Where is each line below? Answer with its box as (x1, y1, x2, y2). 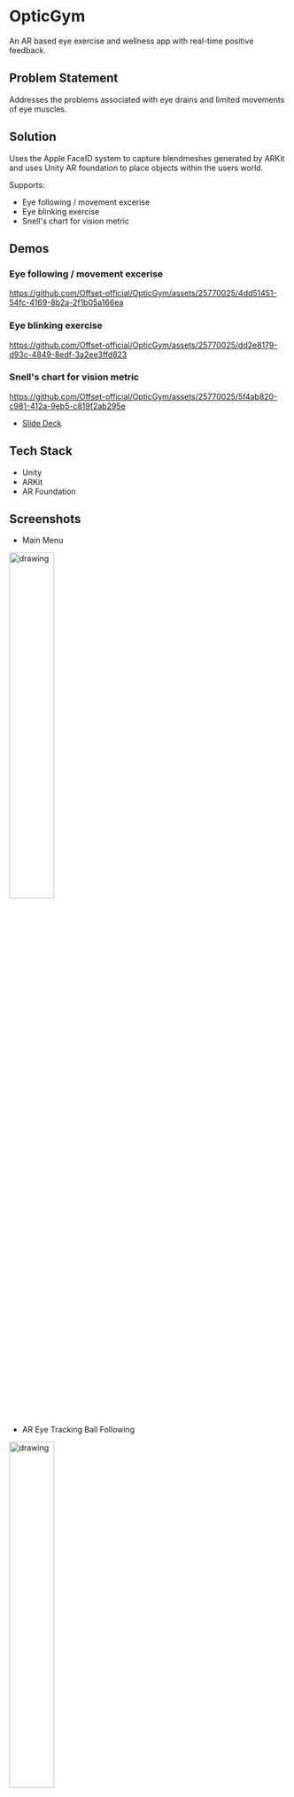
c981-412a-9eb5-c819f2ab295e (9, 401, 126, 411)
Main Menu (21, 535, 64, 546)
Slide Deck (21, 418, 62, 428)
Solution (9, 129, 57, 145)
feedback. (9, 44, 46, 55)
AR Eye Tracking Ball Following (21, 1425, 135, 1435)
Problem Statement (9, 71, 119, 86)
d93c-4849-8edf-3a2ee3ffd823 (9, 348, 128, 360)
